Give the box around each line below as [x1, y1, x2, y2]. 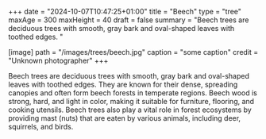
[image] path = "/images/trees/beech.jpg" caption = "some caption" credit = [8, 48, 259, 56]
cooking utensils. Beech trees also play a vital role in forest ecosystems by [8, 105, 252, 114]
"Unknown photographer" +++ [8, 56, 109, 65]
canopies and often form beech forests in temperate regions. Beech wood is [8, 88, 258, 98]
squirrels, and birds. [8, 122, 74, 131]
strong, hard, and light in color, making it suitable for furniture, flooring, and [8, 97, 255, 106]
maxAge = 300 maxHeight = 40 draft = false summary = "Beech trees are [8, 15, 249, 25]
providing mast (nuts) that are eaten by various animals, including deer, [8, 114, 241, 122]
